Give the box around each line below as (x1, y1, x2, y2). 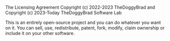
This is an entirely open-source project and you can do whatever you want (5, 20, 161, 25)
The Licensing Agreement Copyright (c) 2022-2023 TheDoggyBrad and (5, 5, 155, 10)
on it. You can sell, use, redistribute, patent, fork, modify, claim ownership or (5, 25, 165, 31)
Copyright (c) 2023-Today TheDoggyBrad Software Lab (5, 10, 122, 16)
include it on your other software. (5, 30, 75, 36)
